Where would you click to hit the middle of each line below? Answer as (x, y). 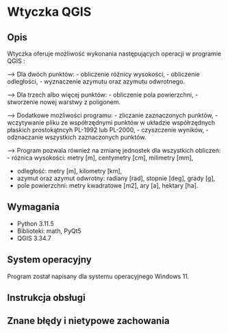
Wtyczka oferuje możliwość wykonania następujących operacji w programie (114, 53)
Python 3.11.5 (35, 223)
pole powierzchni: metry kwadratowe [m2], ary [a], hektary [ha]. (107, 185)
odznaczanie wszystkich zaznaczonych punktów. (77, 137)
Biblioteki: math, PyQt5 (49, 231)
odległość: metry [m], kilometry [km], (69, 171)
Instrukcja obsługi (46, 298)
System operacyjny (50, 260)
